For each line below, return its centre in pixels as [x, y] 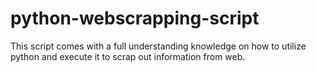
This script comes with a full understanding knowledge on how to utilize [158, 46]
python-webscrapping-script [135, 18]
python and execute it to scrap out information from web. [128, 56]
